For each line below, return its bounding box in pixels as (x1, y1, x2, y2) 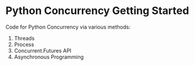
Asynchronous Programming (14, 53, 84, 60)
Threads (14, 34, 35, 41)
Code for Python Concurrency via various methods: (5, 23, 131, 30)
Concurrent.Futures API (14, 47, 72, 54)
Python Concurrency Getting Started (5, 4, 190, 18)
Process (14, 41, 35, 48)
